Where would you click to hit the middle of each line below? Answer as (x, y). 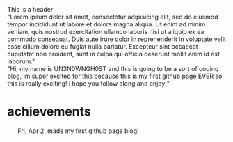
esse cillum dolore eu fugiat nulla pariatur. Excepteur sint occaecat (103, 46)
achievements (49, 112)
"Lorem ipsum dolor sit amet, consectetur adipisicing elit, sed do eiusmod (113, 17)
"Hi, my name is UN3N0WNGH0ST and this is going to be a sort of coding (113, 69)
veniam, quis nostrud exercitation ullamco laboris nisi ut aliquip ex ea (106, 32)
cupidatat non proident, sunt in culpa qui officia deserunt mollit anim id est (114, 54)
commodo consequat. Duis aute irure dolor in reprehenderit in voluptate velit (116, 39)
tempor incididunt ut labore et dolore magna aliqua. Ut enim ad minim (106, 24)
